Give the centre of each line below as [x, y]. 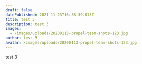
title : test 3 [20, 19]
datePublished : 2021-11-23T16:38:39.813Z [50, 15]
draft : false [19, 10]
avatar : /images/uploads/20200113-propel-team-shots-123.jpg [71, 43]
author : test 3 [21, 38]
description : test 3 [27, 24]
